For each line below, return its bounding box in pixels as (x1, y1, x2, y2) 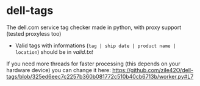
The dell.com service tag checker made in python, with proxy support (6, 24, 182, 31)
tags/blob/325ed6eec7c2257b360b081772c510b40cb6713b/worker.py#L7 (6, 73, 194, 80)
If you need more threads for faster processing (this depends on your (6, 60, 180, 67)
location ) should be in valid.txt (15, 48, 93, 55)
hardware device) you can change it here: (6, 66, 112, 73)
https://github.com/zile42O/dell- (112, 66, 194, 73)
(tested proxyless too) (6, 30, 62, 37)
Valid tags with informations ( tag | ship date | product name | (15, 42, 176, 49)
